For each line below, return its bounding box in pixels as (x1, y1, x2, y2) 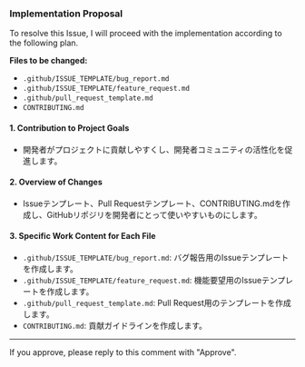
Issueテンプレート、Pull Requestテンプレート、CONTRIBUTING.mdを (22, 198, 283, 209)
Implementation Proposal (9, 7, 123, 20)
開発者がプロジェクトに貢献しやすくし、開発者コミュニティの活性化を (22, 144, 285, 154)
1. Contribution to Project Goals (9, 122, 130, 134)
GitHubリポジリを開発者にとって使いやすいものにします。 (46, 209, 262, 220)
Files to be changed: (9, 55, 88, 66)
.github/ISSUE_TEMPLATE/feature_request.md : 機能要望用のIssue (22, 274, 262, 285)
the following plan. (9, 37, 79, 48)
